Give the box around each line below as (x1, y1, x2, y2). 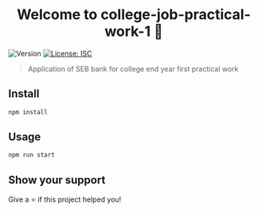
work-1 (104, 22, 151, 40)
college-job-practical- (100, 6, 251, 24)
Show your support (8, 173, 106, 187)
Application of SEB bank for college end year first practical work (27, 64, 239, 73)
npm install (8, 108, 48, 116)
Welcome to (17, 6, 98, 24)
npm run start (8, 151, 56, 160)
